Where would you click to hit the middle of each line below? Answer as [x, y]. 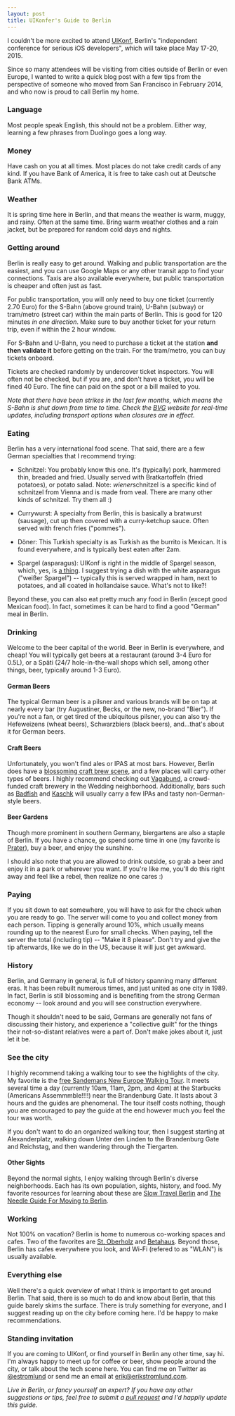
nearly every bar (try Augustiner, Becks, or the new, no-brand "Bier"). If [110, 709]
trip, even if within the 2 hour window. [62, 329]
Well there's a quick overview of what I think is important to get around [109, 1290]
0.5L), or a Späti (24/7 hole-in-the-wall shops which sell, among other [108, 663]
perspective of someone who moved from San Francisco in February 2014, [115, 84]
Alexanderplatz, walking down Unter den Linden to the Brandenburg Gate [113, 1139]
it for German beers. [36, 732]
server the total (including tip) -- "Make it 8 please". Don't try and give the [114, 940]
